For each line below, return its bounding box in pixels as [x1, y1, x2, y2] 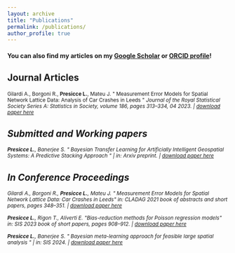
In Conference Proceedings [7, 171, 130, 183]
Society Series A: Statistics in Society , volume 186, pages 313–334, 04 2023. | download [7, 102, 221, 109]
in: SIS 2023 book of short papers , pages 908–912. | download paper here [7, 221, 187, 228]
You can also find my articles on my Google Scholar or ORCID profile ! [7, 51, 212, 60]
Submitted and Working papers [7, 128, 148, 140]
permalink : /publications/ [7, 23, 86, 30]
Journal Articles [7, 71, 79, 84]
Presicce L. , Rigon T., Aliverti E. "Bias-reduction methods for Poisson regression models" [7, 214, 222, 221]
